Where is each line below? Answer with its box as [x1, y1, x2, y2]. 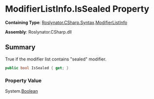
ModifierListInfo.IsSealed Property [5, 3, 150, 15]
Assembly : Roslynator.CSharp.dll [5, 29, 72, 35]
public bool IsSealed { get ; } [5, 65, 69, 70]
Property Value [5, 77, 42, 84]
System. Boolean [5, 88, 38, 94]
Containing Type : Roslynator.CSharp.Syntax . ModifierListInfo [5, 20, 128, 25]
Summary [5, 43, 36, 52]
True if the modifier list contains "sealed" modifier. [5, 56, 107, 62]
